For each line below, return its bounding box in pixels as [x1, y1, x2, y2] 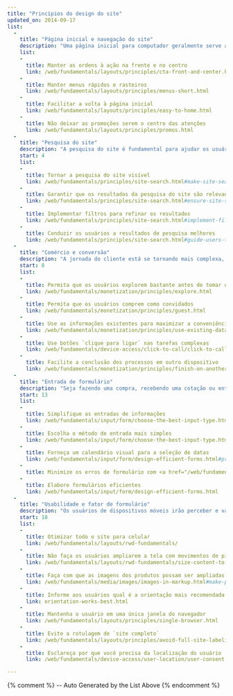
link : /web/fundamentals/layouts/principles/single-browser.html [25, 618, 218, 624]
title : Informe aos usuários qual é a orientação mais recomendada [25, 591, 225, 598]
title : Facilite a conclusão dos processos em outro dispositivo [25, 359, 218, 366]
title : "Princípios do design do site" [7, 10, 123, 17]
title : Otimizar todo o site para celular [25, 533, 150, 540]
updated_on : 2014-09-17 [7, 17, 76, 24]
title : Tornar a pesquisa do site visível [25, 172, 150, 179]
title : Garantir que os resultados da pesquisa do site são [25, 191, 203, 198]
